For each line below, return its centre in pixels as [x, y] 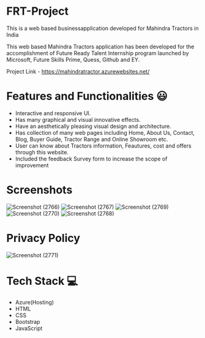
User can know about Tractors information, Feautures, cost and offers [103, 146]
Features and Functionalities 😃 [87, 96]
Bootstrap [28, 321]
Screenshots [39, 190]
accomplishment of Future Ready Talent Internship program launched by [98, 53]
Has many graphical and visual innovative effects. [78, 119]
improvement [32, 165]
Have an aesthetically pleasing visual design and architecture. [93, 126]
